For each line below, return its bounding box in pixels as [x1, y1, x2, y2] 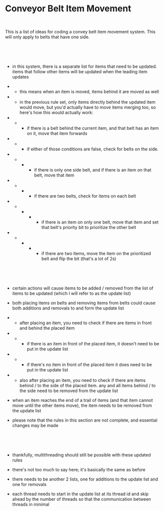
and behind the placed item [19, 325, 75, 331]
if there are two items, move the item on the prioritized [41, 250, 151, 256]
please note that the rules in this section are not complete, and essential [12, 417, 158, 423]
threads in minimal [12, 501, 50, 507]
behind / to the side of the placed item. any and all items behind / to [19, 382, 156, 388]
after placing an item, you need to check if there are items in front [19, 320, 152, 326]
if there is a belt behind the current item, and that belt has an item [26, 125, 159, 131]
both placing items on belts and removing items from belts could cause [12, 300, 156, 306]
